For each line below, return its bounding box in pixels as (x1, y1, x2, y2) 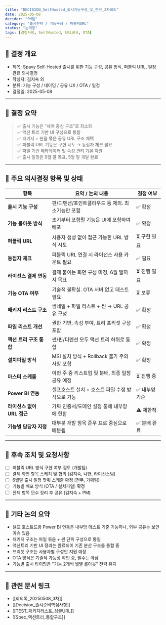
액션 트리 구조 (7, 336, 38, 343)
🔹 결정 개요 (5, 50, 37, 58)
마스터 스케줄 (7, 374, 37, 380)
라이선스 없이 (7, 403, 37, 410)
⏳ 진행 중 (136, 373, 157, 379)
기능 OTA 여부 (7, 290, 39, 297)
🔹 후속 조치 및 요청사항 (5, 451, 70, 459)
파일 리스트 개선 (7, 323, 42, 330)
